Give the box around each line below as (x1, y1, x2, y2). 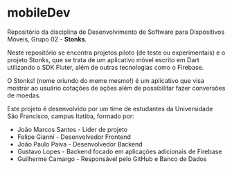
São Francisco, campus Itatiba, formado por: (7, 112, 134, 120)
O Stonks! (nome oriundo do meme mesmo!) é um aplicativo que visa (7, 76, 204, 84)
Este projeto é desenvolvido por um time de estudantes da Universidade (7, 104, 213, 113)
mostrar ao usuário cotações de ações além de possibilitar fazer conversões (7, 84, 226, 92)
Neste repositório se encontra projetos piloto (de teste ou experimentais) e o (7, 48, 226, 57)
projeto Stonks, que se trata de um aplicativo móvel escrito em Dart (7, 55, 199, 64)
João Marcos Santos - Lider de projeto (17, 125, 128, 133)
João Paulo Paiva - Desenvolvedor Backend (17, 140, 143, 148)
